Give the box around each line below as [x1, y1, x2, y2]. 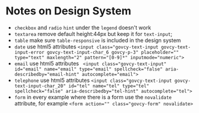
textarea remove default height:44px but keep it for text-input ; [14, 30, 173, 37]
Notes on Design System [5, 4, 132, 18]
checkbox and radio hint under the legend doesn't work [14, 24, 152, 31]
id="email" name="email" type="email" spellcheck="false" [14, 66, 163, 72]
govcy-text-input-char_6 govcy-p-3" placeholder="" [46, 49, 179, 55]
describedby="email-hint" [14, 71, 79, 77]
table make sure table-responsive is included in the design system [14, 36, 182, 44]
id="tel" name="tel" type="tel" [68, 83, 150, 89]
